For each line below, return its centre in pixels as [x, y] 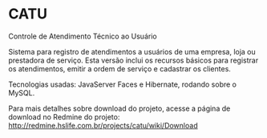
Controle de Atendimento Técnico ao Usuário [83, 36]
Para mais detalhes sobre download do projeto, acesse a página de [119, 108]
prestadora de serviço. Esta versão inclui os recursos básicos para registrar [133, 60]
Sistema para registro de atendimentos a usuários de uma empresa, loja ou [132, 51]
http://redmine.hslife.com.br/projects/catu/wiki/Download [103, 125]
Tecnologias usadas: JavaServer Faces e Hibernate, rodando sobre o [122, 84]
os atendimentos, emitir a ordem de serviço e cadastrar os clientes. [119, 68]
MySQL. [22, 92]
